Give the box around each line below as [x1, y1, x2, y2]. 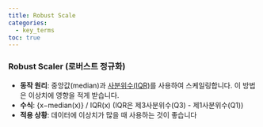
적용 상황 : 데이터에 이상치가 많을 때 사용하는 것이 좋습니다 [19, 110, 197, 119]
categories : [8, 19, 48, 27]
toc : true [8, 33, 41, 42]
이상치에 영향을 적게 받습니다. [28, 90, 120, 99]
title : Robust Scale [8, 11, 77, 20]
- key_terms [15, 26, 55, 34]
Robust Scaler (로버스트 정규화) [8, 61, 126, 72]
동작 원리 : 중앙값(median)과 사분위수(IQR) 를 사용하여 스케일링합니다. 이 [19, 80, 242, 90]
